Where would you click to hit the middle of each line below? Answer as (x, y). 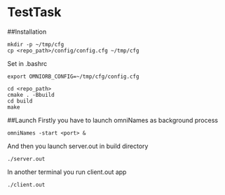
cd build (20, 101)
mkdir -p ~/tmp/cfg (36, 44)
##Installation (27, 32)
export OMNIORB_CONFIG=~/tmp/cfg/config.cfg (73, 76)
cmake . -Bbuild (31, 95)
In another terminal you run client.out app (67, 172)
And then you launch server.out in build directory (78, 146)
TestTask (34, 12)
